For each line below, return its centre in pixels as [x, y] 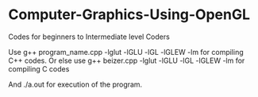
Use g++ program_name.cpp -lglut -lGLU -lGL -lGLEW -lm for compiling [126, 52]
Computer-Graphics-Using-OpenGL [129, 15]
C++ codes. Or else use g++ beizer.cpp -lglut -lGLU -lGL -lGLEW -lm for [127, 60]
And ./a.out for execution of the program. [75, 84]
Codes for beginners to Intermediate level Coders [89, 37]
